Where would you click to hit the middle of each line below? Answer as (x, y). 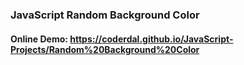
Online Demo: (39, 39)
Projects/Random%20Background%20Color (105, 49)
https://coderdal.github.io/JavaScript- (151, 39)
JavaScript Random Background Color (105, 15)
